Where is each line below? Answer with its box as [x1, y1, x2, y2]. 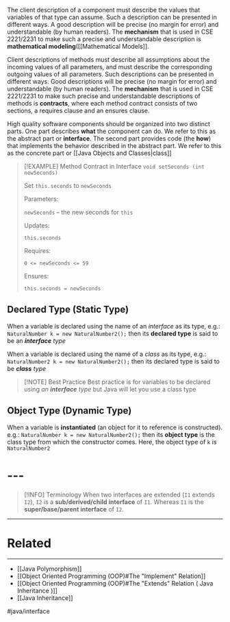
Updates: [23, 222, 50, 229]
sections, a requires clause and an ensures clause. [7, 106, 150, 115]
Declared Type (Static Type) [7, 304, 129, 315]
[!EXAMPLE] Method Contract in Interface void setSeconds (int [23, 163, 205, 170]
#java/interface [7, 607, 50, 615]
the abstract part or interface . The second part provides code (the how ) [7, 134, 212, 143]
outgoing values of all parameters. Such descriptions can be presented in [7, 70, 214, 78]
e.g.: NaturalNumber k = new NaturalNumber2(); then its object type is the [7, 430, 216, 438]
